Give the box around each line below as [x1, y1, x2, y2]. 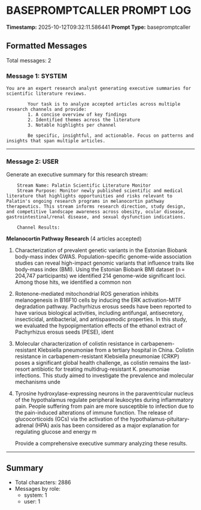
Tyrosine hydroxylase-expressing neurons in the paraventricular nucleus [14, 390, 194, 397]
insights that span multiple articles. [6, 138, 106, 144]
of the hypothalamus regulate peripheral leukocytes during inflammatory [14, 397, 194, 404]
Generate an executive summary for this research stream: [6, 171, 148, 178]
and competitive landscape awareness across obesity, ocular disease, [6, 209, 186, 215]
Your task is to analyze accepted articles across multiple [28, 101, 181, 107]
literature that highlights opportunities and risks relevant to [6, 193, 172, 199]
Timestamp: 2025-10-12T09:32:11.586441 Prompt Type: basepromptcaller [6, 23, 191, 31]
